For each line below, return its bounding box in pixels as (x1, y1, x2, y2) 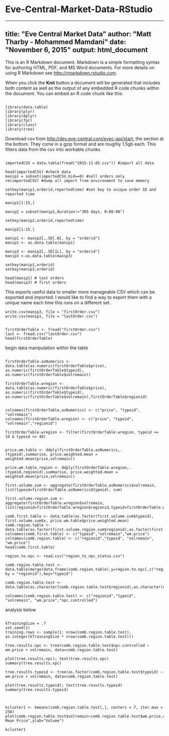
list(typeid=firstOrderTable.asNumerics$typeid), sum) (5, 487, 123, 492)
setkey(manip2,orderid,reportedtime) (5, 218, 84, 223)
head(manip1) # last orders (5, 275, 64, 281)
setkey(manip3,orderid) (5, 266, 55, 271)
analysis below (5, 607, 36, 613)
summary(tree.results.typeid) (5, 687, 69, 692)
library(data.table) (5, 105, 49, 110)
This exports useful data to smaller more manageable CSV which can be (5, 289, 155, 295)
